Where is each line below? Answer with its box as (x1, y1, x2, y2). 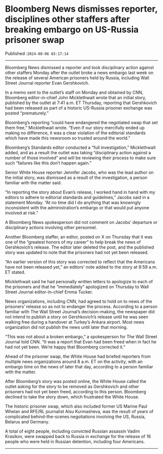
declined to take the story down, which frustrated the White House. (5, 394, 140, 400)
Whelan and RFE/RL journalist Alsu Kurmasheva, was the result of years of (5, 408, 154, 414)
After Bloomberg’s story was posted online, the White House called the (5, 378, 147, 384)
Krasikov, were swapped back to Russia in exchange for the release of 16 (5, 433, 151, 439)
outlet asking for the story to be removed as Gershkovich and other (5, 383, 139, 389)
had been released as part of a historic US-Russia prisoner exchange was (5, 105, 153, 110)
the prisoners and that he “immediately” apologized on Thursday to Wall (5, 284, 149, 290)
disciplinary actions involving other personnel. (5, 224, 97, 230)
